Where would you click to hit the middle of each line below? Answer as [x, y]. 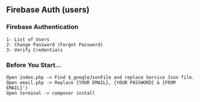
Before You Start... [34, 65]
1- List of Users [28, 39]
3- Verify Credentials [35, 50]
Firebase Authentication [42, 27]
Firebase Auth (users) [48, 10]
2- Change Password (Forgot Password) [55, 44]
